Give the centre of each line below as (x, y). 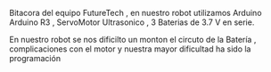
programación (35, 58)
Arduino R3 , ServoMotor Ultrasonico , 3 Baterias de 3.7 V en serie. (132, 22)
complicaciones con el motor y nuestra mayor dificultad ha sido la (130, 49)
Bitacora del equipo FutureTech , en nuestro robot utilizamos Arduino (135, 13)
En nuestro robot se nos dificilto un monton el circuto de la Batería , (133, 40)
